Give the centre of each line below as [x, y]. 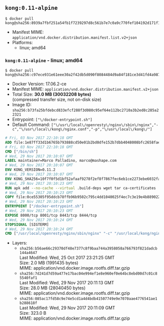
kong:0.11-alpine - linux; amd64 [44, 60]
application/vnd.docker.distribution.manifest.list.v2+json [74, 38]
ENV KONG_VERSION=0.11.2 [30, 170]
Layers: [20, 243]
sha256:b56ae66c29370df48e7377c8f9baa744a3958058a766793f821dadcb [88, 249]
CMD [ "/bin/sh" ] [21, 151]
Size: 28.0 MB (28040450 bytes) [52, 288]
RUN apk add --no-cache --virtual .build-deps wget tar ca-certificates [81, 188]
